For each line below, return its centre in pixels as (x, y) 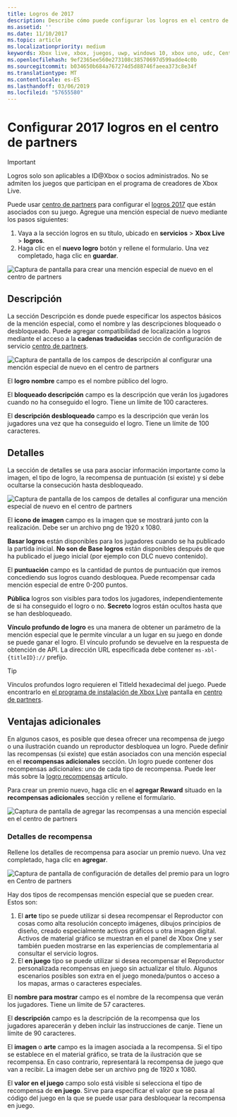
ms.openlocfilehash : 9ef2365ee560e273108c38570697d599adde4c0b (102, 60)
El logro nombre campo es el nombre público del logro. (87, 381)
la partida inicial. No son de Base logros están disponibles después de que (116, 549)
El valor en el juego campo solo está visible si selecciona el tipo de (105, 1083)
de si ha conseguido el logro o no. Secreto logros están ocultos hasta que (115, 606)
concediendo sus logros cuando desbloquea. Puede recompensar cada (111, 577)
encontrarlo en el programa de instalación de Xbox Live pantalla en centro (115, 692)
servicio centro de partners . (48, 346)
